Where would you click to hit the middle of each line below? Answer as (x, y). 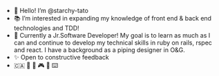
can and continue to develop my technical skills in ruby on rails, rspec (113, 42)
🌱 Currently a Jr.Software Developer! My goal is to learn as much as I (112, 35)
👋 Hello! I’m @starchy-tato (51, 11)
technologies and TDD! (46, 28)
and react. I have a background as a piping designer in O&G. (99, 50)
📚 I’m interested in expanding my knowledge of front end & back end (113, 18)
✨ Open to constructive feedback (61, 57)
